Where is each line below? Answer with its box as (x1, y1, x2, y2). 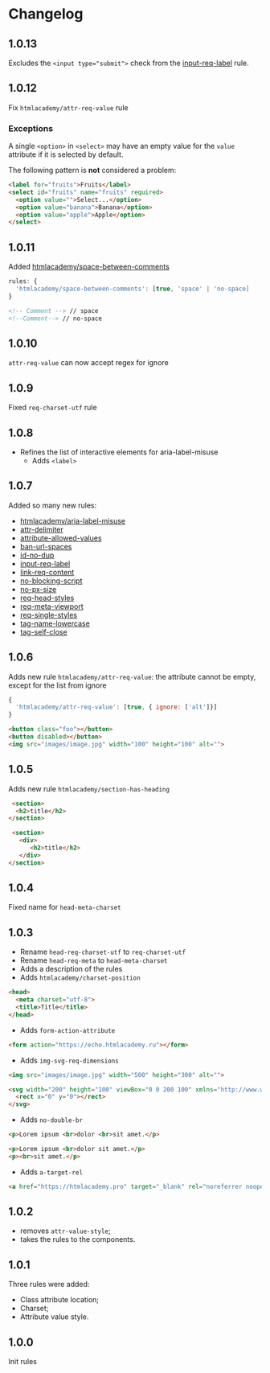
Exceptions (8, 122, 54, 134)
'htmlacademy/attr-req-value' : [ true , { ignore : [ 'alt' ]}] (15, 703, 218, 712)
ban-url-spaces (19, 541, 72, 551)
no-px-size (19, 584, 57, 594)
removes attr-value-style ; (19, 1226, 111, 1235)
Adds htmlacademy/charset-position (19, 972, 141, 982)
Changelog (8, 5, 84, 23)
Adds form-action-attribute (19, 1025, 116, 1034)
